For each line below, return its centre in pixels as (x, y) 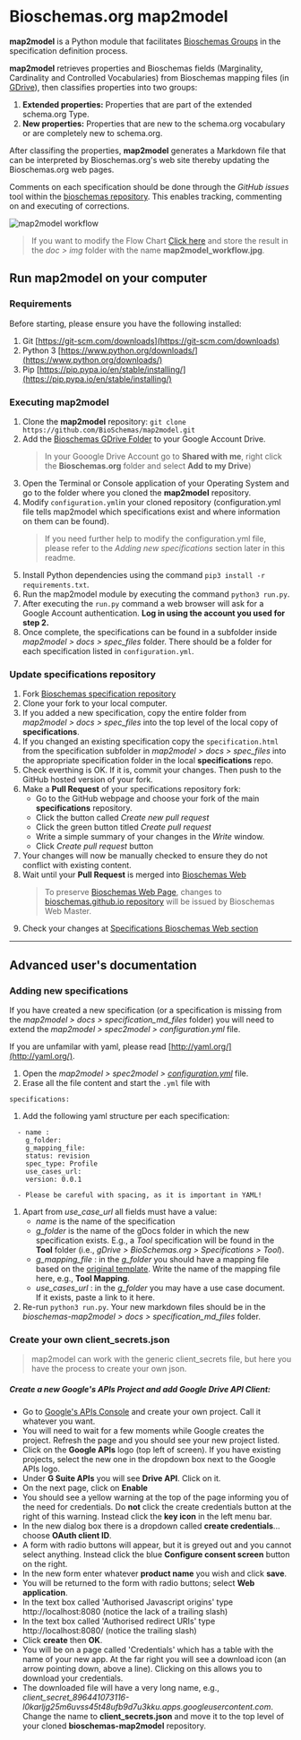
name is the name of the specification (106, 1221)
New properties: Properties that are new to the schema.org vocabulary (154, 124)
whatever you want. (59, 1421)
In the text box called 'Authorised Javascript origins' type (128, 1602)
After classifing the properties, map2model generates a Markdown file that (148, 151)
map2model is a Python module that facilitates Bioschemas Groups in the (145, 41)
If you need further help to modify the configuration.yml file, (155, 538)
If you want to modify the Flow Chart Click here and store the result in (159, 240)
